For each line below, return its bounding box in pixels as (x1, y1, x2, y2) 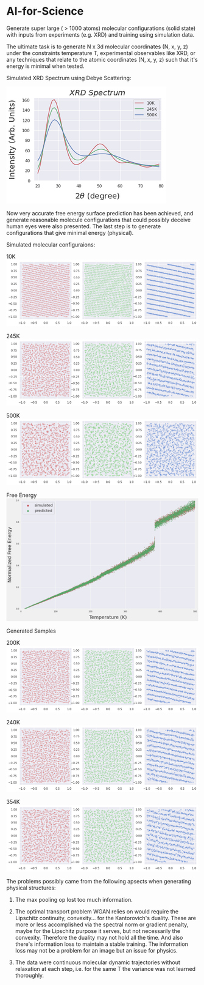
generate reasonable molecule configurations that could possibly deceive (6, 216, 191, 223)
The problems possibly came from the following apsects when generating (6, 877, 191, 885)
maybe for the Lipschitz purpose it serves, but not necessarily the (15, 927, 181, 934)
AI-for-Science (6, 4, 84, 18)
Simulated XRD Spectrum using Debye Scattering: (6, 74, 132, 81)
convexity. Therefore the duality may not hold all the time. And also (15, 934, 183, 941)
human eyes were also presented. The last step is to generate (6, 222, 161, 230)
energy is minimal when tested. (6, 62, 85, 70)
